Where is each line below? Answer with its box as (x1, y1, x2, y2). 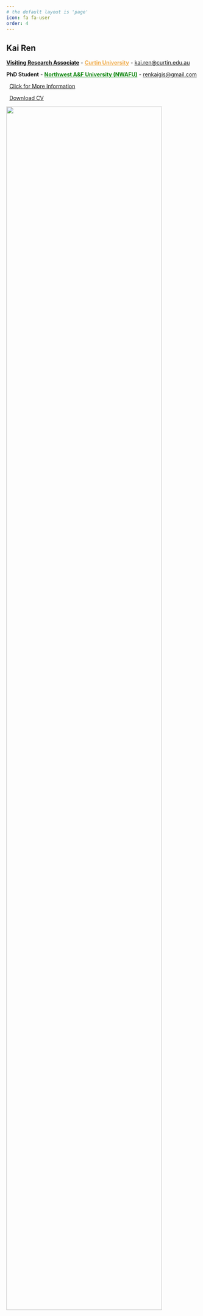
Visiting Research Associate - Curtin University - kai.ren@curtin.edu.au (6, 59, 190, 66)
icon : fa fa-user (6, 15, 51, 21)
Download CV (9, 94, 45, 102)
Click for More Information (9, 83, 76, 90)
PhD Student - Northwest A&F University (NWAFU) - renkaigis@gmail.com (6, 71, 197, 78)
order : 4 (6, 20, 29, 26)
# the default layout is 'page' (6, 9, 88, 15)
